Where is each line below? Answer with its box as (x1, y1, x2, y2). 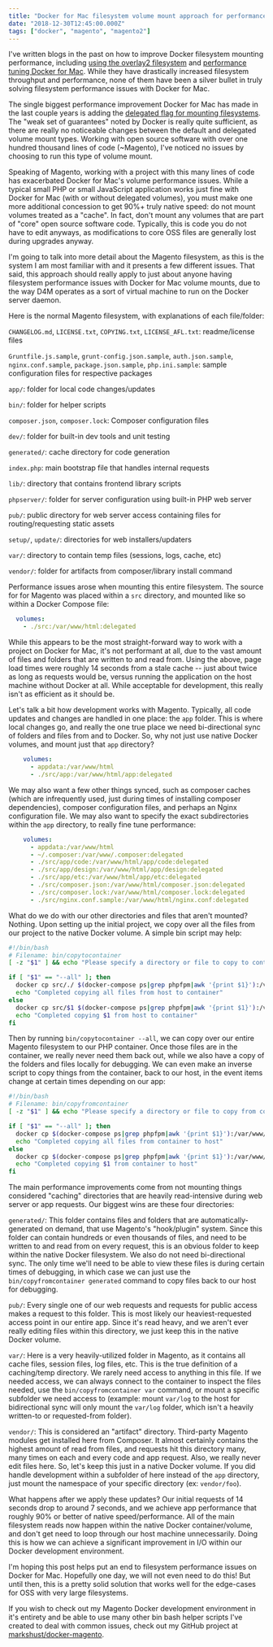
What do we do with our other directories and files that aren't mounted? (8, 910, 248, 920)
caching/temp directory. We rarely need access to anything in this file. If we (8, 1368, 262, 1378)
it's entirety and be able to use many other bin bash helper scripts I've (8, 1612, 243, 1623)
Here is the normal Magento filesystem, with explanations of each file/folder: (8, 311, 265, 321)
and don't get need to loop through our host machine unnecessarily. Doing (8, 1529, 258, 1539)
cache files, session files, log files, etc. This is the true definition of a (8, 1359, 238, 1369)
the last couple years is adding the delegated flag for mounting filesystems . (8, 108, 262, 118)
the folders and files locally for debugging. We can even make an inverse (8, 1059, 253, 1070)
